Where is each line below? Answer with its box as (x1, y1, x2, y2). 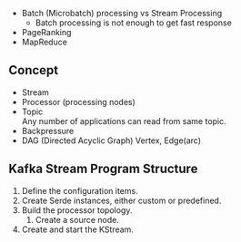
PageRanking (21, 27, 72, 37)
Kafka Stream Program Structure (8, 161, 198, 177)
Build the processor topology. (21, 204, 133, 216)
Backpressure (21, 125, 75, 136)
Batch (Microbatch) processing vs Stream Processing (21, 8, 223, 18)
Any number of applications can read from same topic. (21, 115, 226, 126)
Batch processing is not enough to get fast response (35, 17, 233, 28)
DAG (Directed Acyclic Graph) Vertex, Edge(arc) (21, 135, 202, 146)
